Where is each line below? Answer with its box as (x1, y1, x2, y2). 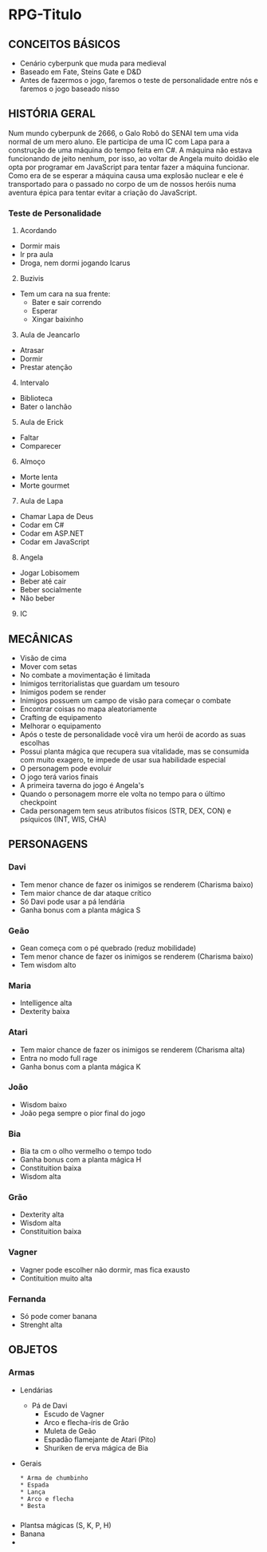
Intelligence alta (19, 998, 73, 1008)
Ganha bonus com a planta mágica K (19, 1062, 141, 1071)
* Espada (19, 1481, 49, 1489)
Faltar (19, 433, 39, 442)
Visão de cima (19, 653, 67, 663)
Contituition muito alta (19, 1273, 93, 1283)
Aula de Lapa (19, 497, 64, 506)
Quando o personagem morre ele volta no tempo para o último (19, 789, 226, 798)
